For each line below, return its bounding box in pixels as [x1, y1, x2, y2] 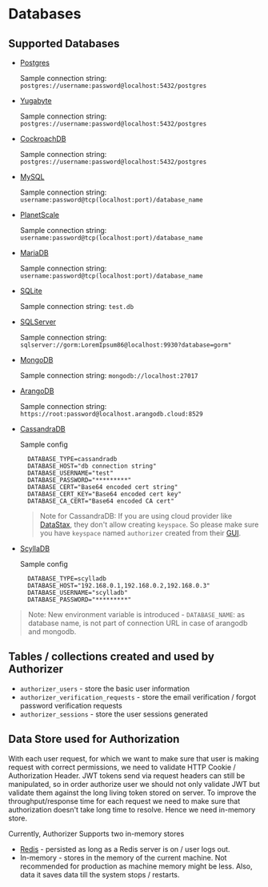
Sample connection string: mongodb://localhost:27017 [19, 371, 198, 380]
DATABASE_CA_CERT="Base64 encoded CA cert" [27, 497, 174, 505]
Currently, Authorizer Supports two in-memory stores [8, 829, 185, 838]
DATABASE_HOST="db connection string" [27, 462, 157, 470]
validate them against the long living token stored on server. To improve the [8, 788, 257, 797]
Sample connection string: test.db [19, 302, 134, 311]
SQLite [19, 286, 42, 295]
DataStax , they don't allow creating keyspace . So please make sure [39, 520, 259, 529]
